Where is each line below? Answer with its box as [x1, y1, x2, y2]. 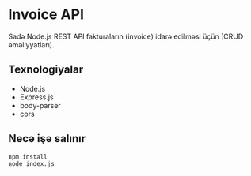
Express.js [19, 92, 54, 102]
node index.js [8, 160, 55, 168]
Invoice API [8, 6, 85, 24]
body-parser [19, 100, 61, 110]
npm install [8, 152, 48, 161]
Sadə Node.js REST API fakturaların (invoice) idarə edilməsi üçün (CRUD [8, 32, 244, 41]
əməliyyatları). [8, 39, 55, 49]
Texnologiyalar [8, 63, 84, 77]
